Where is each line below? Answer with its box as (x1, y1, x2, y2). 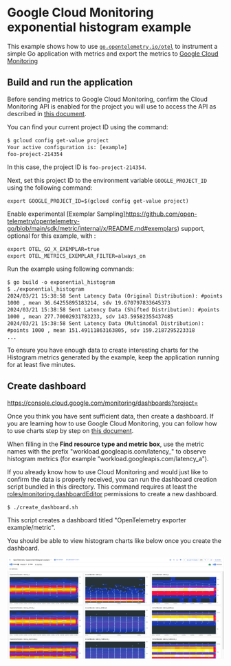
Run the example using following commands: (7, 265, 134, 273)
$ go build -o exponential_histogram (7, 278, 115, 286)
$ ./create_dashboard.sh (7, 504, 78, 511)
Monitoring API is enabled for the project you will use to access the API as (7, 102, 217, 111)
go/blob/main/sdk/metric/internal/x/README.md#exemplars (7, 224, 177, 232)
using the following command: (7, 184, 93, 192)
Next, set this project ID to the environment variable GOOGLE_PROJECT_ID (7, 176, 208, 184)
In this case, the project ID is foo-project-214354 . (7, 163, 146, 171)
